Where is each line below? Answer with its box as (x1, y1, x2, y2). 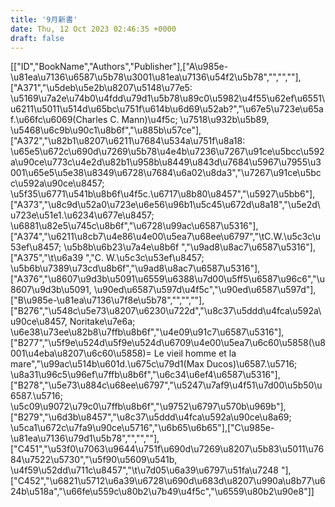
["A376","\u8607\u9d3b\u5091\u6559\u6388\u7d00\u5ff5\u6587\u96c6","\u (10, 273, 325, 285)
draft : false (10, 33, 65, 43)
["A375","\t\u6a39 (10, 252, 84, 264)
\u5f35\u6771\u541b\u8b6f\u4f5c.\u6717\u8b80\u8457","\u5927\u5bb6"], (10, 188, 316, 200)
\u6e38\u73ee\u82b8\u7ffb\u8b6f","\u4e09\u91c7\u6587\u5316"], (10, 326, 285, 338)
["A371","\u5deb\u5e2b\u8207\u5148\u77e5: (10, 82, 193, 94)
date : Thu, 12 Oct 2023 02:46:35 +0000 (10, 24, 177, 34)
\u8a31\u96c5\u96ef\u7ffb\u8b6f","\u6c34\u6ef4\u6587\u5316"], (10, 369, 281, 381)
